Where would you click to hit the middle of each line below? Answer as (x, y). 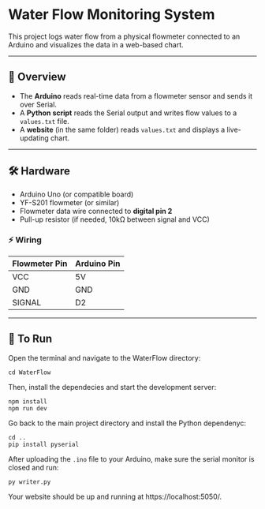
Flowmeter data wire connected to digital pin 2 (96, 211)
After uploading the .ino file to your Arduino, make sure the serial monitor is (131, 458)
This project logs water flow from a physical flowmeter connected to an (124, 36)
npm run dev (28, 408)
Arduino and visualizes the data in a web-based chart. (96, 44)
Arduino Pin (97, 264)
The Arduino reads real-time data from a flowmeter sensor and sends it (136, 95)
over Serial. (38, 104)
